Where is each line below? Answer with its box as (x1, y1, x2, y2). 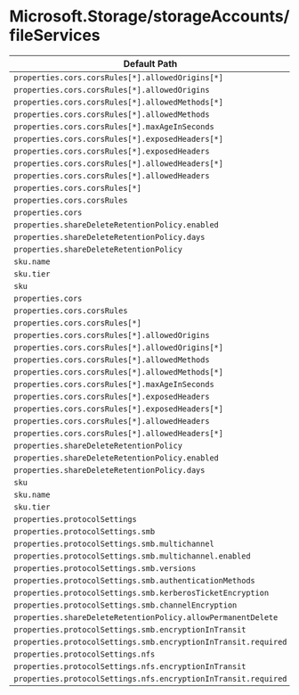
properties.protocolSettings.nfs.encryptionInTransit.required (13, 674, 287, 683)
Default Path (123, 57, 178, 70)
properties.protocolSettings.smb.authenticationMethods (13, 575, 255, 585)
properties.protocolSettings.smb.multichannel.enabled (13, 550, 251, 561)
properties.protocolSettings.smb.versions (13, 563, 197, 573)
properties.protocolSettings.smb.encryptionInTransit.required (13, 636, 287, 647)
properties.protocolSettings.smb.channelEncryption (13, 600, 238, 610)
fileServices (9, 25, 101, 46)
